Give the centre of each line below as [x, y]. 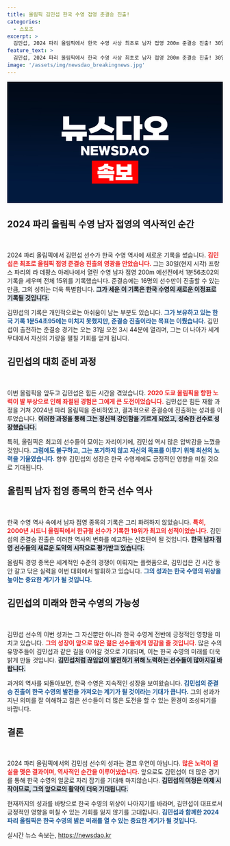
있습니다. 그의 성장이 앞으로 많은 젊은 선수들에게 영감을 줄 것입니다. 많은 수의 [121, 643]
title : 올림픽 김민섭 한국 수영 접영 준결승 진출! [68, 14]
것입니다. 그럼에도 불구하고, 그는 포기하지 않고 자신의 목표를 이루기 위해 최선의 [110, 450]
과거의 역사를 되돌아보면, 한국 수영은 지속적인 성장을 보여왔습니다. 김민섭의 [107, 683]
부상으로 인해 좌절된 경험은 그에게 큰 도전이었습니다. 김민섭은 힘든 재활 [120, 401]
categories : [24, 22]
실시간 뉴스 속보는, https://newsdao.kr [59, 835]
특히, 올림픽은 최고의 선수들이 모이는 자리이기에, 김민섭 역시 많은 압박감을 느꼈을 [114, 441]
